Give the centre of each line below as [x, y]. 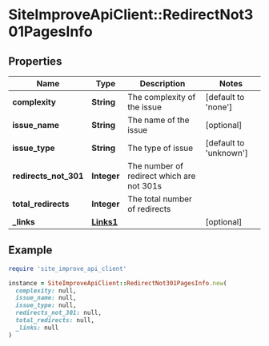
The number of [156, 166]
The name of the [159, 120]
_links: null [37, 328]
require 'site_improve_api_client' [68, 268]
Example [30, 251]
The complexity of [162, 97]
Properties [35, 61]
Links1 [105, 222]
